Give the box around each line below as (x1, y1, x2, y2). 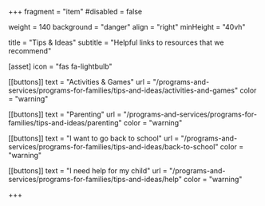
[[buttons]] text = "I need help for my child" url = (8, 166, 168, 175)
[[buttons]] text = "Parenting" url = (8, 109, 122, 119)
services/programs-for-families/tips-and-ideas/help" (8, 175, 182, 184)
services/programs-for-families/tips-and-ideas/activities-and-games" (8, 85, 238, 95)
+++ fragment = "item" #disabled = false (8, 7, 142, 16)
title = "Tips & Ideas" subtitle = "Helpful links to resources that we (8, 38, 224, 47)
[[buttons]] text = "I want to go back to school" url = (8, 133, 180, 143)
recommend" (8, 46, 52, 55)
